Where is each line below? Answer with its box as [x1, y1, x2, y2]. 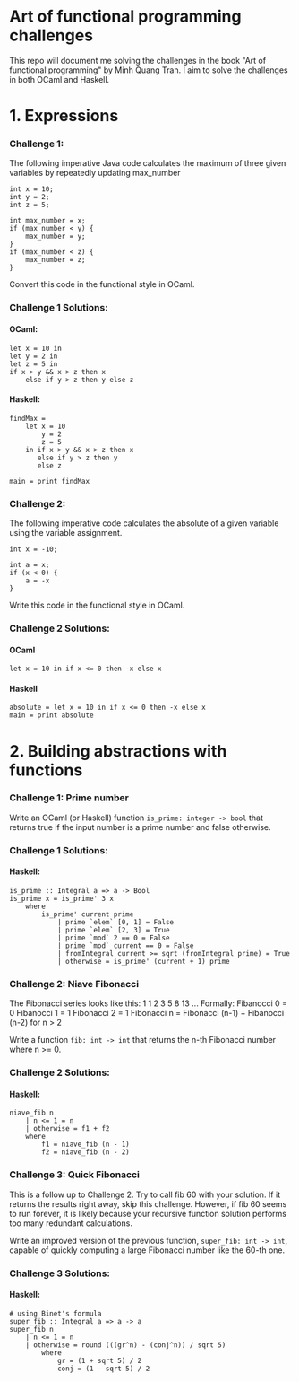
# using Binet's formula [9, 1308, 102, 1318]
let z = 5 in [9, 359, 58, 369]
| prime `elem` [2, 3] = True [56, 925, 170, 934]
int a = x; [9, 561, 50, 570]
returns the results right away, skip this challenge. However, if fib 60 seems [9, 1198, 287, 1209]
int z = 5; [9, 200, 50, 210]
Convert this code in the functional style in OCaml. [9, 279, 195, 290]
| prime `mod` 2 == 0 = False [56, 933, 170, 942]
